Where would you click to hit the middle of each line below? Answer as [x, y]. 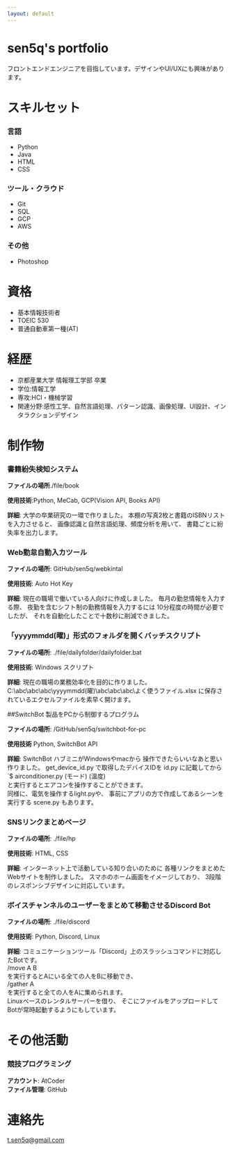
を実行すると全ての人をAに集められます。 [67, 992]
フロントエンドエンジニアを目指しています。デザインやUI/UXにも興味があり [116, 68]
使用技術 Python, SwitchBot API [53, 744]
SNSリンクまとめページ [47, 822]
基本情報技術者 [39, 312]
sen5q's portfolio [58, 48]
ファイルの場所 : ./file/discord [49, 922]
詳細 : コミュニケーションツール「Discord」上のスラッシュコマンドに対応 [111, 952]
